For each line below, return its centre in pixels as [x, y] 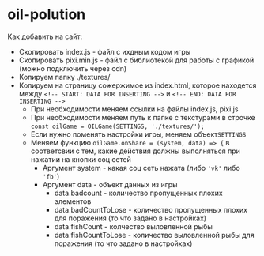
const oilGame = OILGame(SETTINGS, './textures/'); [117, 126]
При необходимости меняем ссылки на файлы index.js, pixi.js [134, 109]
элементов [73, 201]
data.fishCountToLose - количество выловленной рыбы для [154, 235]
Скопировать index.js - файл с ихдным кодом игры [105, 51]
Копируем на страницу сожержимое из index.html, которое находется [138, 85]
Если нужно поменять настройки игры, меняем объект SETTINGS [138, 134]
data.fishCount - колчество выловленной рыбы [133, 226]
